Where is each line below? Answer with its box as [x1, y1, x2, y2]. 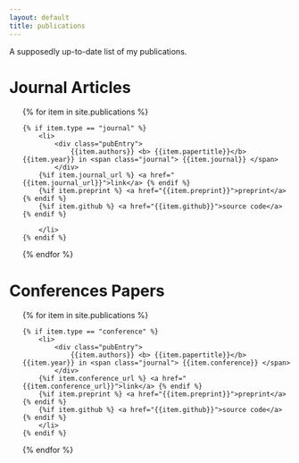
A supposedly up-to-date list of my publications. [9, 46, 187, 56]
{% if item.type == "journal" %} [21, 124, 147, 133]
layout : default [9, 13, 70, 22]
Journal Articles [9, 77, 131, 97]
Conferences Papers [9, 281, 165, 300]
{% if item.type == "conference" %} [21, 327, 159, 336]
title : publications [9, 21, 87, 30]
